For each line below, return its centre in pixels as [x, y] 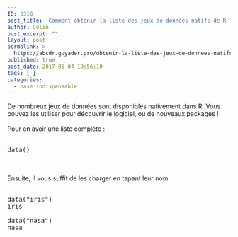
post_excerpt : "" [33, 34]
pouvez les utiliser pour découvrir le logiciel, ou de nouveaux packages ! [113, 114]
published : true [31, 60]
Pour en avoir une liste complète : [56, 129]
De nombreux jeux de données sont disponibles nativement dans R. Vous [114, 106]
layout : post [27, 40]
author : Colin [28, 27]
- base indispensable [46, 86]
